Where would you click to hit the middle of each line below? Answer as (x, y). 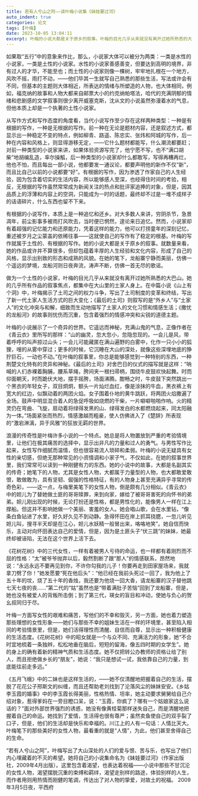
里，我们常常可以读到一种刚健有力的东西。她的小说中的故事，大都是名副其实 (99, 465)
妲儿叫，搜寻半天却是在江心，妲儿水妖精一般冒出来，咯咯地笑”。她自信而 (95, 524)
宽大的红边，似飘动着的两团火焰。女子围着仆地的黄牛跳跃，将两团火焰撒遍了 (99, 393)
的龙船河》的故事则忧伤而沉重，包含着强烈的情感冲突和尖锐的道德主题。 (94, 315)
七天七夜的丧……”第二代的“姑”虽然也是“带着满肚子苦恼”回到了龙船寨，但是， (99, 588)
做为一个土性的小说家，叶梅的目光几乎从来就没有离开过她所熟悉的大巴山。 (96, 278)
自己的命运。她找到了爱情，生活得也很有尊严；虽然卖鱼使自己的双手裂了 (104, 716)
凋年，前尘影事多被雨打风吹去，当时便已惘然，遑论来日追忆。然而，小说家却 (99, 221)
